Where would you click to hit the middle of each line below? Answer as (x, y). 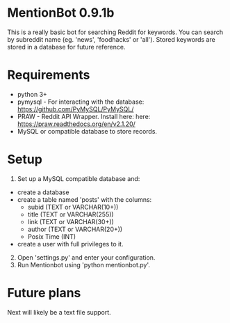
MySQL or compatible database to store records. (87, 131)
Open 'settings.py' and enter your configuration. (86, 257)
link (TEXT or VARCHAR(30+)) (71, 221)
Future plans (44, 293)
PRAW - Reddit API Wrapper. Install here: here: (84, 116)
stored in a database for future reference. (66, 47)
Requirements (49, 75)
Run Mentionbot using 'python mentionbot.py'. (84, 265)
